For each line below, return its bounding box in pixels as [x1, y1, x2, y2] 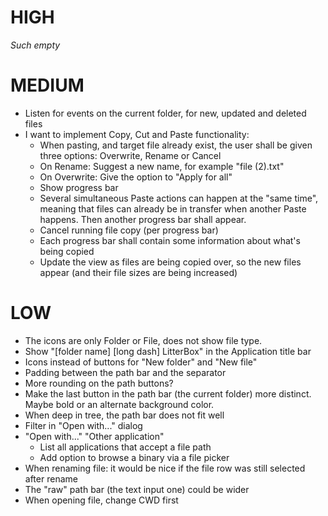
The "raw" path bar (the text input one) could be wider [24, 483, 250, 495]
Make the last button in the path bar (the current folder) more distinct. [24, 387, 312, 400]
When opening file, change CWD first [24, 494, 179, 506]
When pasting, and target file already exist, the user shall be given [39, 139, 313, 151]
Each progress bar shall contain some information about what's [39, 234, 301, 246]
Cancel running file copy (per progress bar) [39, 224, 219, 236]
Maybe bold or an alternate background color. [24, 398, 215, 410]
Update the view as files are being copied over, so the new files [39, 256, 302, 268]
